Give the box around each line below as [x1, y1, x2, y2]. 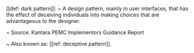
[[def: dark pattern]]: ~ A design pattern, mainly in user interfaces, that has [6, 5, 189, 12]
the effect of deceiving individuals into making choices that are [6, 11, 160, 18]
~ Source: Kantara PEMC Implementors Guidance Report [6, 29, 144, 36]
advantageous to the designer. [6, 18, 81, 24]
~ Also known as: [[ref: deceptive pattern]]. [6, 41, 112, 47]
